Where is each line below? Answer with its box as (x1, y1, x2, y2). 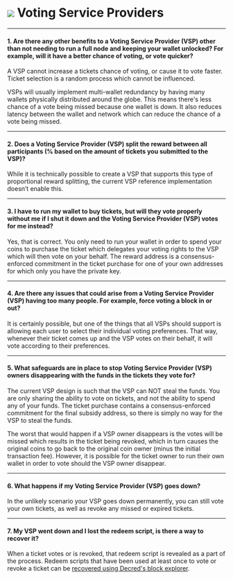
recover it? (7, 534, 40, 542)
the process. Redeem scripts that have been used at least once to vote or (7, 557, 217, 565)
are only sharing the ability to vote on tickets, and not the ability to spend (7, 394, 216, 402)
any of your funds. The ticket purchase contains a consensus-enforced (7, 401, 211, 410)
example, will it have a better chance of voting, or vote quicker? (7, 51, 193, 60)
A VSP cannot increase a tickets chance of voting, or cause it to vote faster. (7, 67, 223, 76)
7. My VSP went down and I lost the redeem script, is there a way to (7, 526, 204, 535)
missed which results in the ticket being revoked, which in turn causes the (7, 437, 218, 445)
